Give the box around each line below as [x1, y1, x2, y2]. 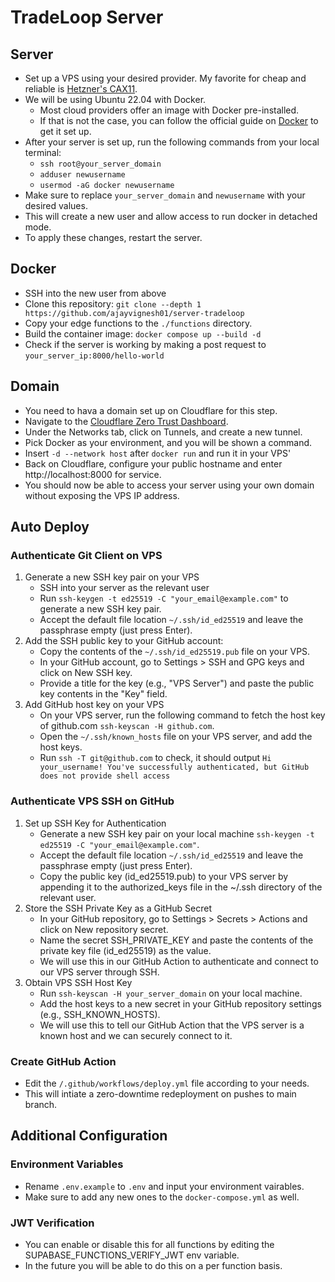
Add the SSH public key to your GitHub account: [24, 635, 224, 647]
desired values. [24, 200, 88, 211]
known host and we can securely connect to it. [39, 1029, 233, 1041]
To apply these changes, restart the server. [24, 232, 203, 243]
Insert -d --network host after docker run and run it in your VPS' [24, 447, 292, 459]
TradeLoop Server [10, 6, 164, 29]
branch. [24, 1098, 58, 1110]
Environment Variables [10, 1157, 124, 1171]
